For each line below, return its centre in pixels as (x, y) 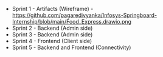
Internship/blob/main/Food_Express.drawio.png (72, 22)
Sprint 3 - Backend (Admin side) (52, 35)
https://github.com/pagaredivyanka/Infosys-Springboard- (84, 15)
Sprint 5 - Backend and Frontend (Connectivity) (71, 47)
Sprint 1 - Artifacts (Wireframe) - (53, 9)
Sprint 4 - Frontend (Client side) (52, 41)
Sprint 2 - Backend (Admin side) (52, 28)
